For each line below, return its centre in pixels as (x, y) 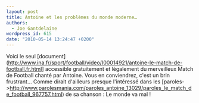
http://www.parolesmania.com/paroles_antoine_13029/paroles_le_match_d (101, 88)
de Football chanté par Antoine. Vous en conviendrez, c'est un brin (88, 75)
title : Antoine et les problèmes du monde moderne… (71, 17)
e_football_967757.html (34, 94)
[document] (51, 56)
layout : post (22, 12)
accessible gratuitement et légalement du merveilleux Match (119, 69)
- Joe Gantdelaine (35, 28)
